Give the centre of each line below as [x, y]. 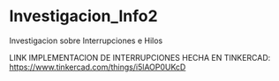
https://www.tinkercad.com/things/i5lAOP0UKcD [98, 67]
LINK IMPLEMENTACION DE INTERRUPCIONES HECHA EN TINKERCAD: [140, 57]
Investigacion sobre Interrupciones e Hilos [86, 40]
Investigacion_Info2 [83, 16]
